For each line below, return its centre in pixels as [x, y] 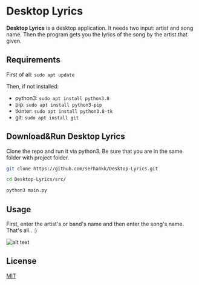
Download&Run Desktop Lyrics [66, 137]
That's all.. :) [22, 230]
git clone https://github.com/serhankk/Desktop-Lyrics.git [82, 169]
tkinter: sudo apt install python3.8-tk [64, 111]
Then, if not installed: [33, 86]
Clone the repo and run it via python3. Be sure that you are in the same [94, 151]
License [21, 261]
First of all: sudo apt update [41, 75]
